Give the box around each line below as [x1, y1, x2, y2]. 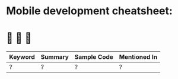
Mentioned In [119, 53, 158, 61]
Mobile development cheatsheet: [6, 4, 173, 18]
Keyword [9, 53, 36, 61]
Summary [40, 53, 69, 61]
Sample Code [74, 53, 114, 61]
